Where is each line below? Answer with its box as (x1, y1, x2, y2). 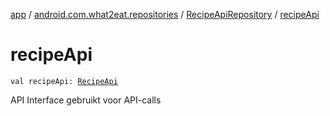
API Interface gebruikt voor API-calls (10, 94, 162, 106)
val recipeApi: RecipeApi (10, 76, 118, 86)
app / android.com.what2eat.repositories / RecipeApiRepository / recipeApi (10, 9, 320, 20)
